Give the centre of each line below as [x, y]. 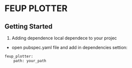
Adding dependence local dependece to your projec [64, 38]
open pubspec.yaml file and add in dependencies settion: [69, 47]
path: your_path [30, 61]
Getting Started [29, 26]
